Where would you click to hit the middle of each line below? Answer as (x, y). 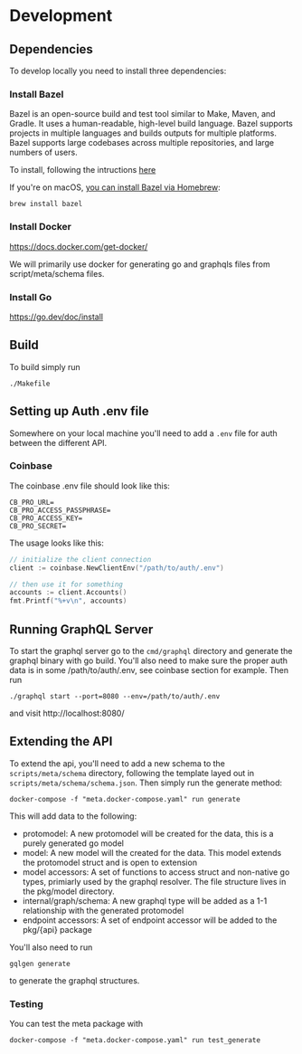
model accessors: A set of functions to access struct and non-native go (156, 872)
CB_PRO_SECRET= (38, 526)
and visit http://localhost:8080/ (67, 713)
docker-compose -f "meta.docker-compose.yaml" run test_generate (135, 1040)
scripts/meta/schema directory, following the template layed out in (132, 773)
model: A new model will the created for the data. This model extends (152, 852)
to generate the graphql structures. (75, 980)
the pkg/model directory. (68, 891)
